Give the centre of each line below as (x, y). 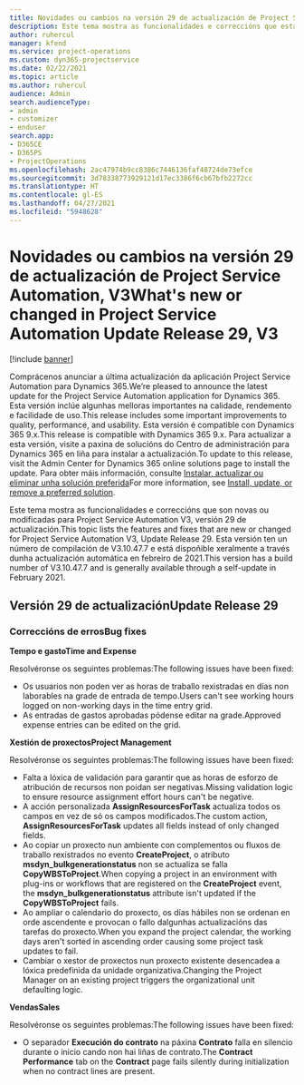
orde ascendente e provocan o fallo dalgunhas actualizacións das (145, 923)
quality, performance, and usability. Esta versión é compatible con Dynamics (152, 425)
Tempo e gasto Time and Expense (73, 651)
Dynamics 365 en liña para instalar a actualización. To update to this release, (151, 454)
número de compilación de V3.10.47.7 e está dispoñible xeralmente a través (150, 548)
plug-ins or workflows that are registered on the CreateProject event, (152, 884)
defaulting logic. (52, 990)
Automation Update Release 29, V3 (144, 333)
